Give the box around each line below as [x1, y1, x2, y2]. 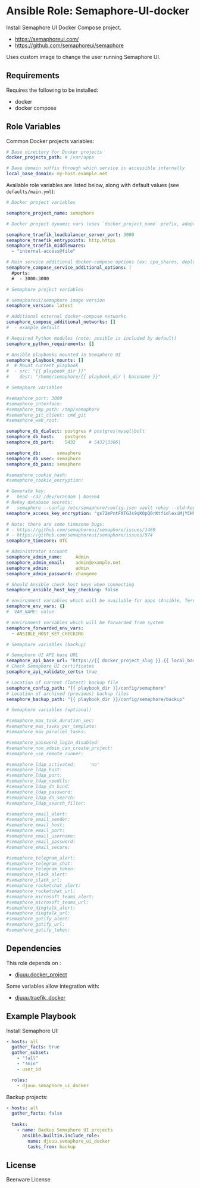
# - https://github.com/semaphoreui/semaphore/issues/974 [6, 532, 153, 538]
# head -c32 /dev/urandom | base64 [6, 494, 100, 500]
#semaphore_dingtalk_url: [6, 910, 70, 916]
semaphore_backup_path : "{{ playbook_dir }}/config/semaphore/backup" [6, 696, 185, 702]
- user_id [17, 1066, 42, 1072]
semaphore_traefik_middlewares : [6, 243, 86, 249]
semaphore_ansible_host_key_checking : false [6, 587, 118, 593]
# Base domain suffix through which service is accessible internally [6, 165, 185, 171]
